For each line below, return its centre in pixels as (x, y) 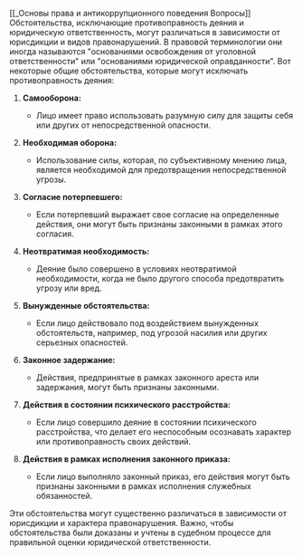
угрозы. (51, 179)
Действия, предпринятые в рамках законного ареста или (147, 378)
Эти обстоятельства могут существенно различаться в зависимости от (148, 513)
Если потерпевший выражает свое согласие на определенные (157, 215)
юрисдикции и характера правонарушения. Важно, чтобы (122, 523)
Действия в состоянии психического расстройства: (127, 405)
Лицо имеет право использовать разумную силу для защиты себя (165, 115)
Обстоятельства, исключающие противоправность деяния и (127, 23)
